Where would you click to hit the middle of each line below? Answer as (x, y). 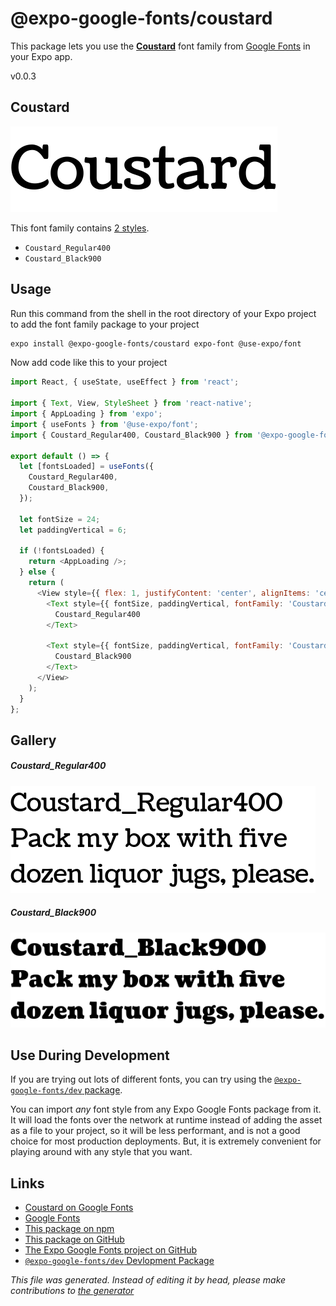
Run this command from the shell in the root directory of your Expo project (163, 313)
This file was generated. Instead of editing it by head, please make (148, 1280)
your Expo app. (41, 56)
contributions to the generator (72, 1291)
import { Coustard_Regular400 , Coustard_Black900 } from (131, 435)
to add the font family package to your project (105, 324)
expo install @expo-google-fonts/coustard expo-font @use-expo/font (156, 343)
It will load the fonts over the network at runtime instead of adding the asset (166, 1120)
